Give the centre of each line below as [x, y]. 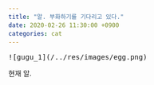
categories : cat [35, 33]
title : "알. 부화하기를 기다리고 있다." [66, 17]
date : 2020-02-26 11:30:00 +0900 [64, 25]
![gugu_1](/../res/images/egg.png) [78, 57]
